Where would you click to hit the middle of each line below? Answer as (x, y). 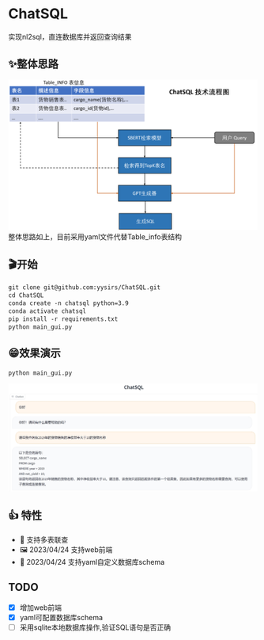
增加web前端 (40, 608)
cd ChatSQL (26, 295)
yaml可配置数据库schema (61, 617)
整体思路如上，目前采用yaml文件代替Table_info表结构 (95, 237)
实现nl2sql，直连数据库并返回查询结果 (70, 36)
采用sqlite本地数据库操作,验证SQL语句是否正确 (95, 627)
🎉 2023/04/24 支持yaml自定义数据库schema (92, 562)
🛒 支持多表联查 (44, 539)
